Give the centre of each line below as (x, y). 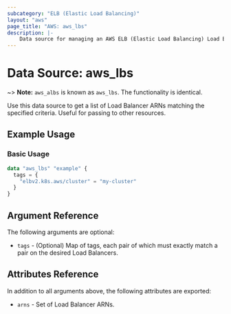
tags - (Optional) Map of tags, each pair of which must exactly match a (117, 245)
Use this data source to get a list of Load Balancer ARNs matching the (106, 106)
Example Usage (41, 135)
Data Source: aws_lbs (70, 73)
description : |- (30, 33)
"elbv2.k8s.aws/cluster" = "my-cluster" (78, 181)
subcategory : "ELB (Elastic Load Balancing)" (73, 13)
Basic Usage (29, 154)
